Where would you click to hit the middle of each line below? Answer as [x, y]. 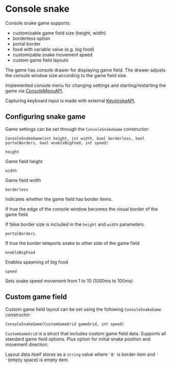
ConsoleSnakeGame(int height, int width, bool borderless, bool [75, 139]
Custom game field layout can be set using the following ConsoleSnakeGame [83, 309]
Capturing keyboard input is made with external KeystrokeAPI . [70, 101]
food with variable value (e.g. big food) [53, 49]
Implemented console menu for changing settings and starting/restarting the [86, 85]
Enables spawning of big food [37, 262]
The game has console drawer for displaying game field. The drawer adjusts [86, 70]
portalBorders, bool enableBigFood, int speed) [57, 143]
